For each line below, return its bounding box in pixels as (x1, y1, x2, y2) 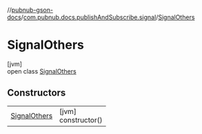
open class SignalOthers (7, 67, 77, 75)
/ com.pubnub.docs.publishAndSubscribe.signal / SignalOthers (21, 13, 195, 21)
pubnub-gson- (11, 6, 54, 14)
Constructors (7, 87, 66, 99)
